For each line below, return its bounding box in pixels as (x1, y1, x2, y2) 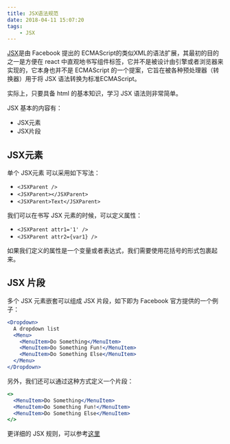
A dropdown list (13, 325, 60, 332)
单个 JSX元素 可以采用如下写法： (7, 169, 101, 177)
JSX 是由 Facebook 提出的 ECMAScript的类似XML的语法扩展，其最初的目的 (7, 49, 220, 57)
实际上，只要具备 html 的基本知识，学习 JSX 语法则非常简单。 (7, 89, 182, 98)
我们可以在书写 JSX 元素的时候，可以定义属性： (7, 211, 143, 220)
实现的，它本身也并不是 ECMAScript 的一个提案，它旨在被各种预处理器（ (7, 66, 214, 74)
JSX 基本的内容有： (7, 104, 63, 112)
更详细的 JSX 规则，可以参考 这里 (7, 430, 101, 438)
